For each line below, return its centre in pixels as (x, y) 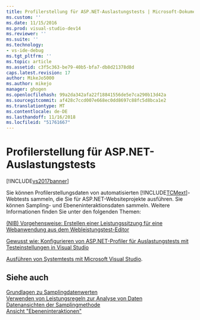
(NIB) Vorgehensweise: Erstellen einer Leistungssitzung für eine (84, 223)
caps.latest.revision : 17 (38, 73)
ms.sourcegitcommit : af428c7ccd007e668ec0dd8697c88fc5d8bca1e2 (86, 100)
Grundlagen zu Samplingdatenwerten (52, 292)
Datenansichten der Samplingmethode (53, 305)
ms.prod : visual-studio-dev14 (44, 28)
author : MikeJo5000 (30, 78)
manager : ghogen (26, 89)
